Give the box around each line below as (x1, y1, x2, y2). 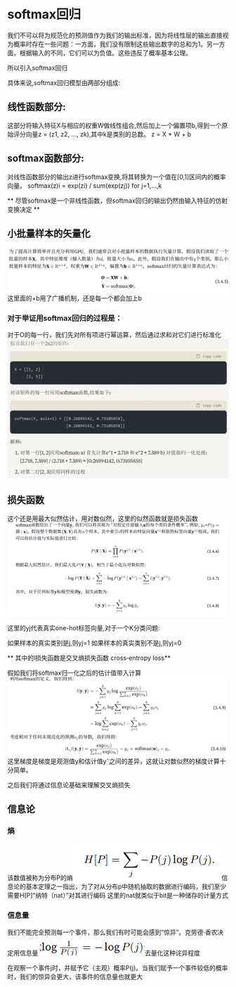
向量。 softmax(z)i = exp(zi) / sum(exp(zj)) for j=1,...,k (7, 181, 162, 190)
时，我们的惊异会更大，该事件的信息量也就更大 (7, 972, 143, 981)
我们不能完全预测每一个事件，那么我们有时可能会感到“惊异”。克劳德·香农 (7, 928, 218, 936)
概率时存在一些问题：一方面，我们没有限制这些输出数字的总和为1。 (13, 39, 207, 48)
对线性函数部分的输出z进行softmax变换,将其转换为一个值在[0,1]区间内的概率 (7, 172, 226, 181)
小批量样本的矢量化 (7, 227, 91, 239)
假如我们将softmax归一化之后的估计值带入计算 (7, 668, 142, 677)
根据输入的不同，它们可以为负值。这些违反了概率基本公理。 (19, 49, 192, 57)
